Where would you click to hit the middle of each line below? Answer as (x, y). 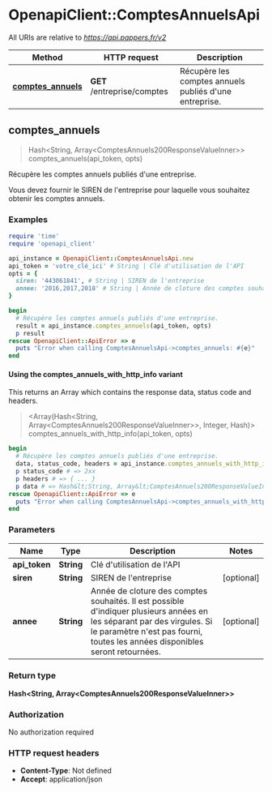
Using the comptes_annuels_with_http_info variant (96, 374)
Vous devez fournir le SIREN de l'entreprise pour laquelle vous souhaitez (129, 190)
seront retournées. (126, 652)
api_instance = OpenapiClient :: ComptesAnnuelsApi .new (101, 258)
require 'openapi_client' (52, 244)
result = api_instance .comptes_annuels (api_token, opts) (114, 326)
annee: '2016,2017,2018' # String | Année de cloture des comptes (130, 289)
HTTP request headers (54, 753)
